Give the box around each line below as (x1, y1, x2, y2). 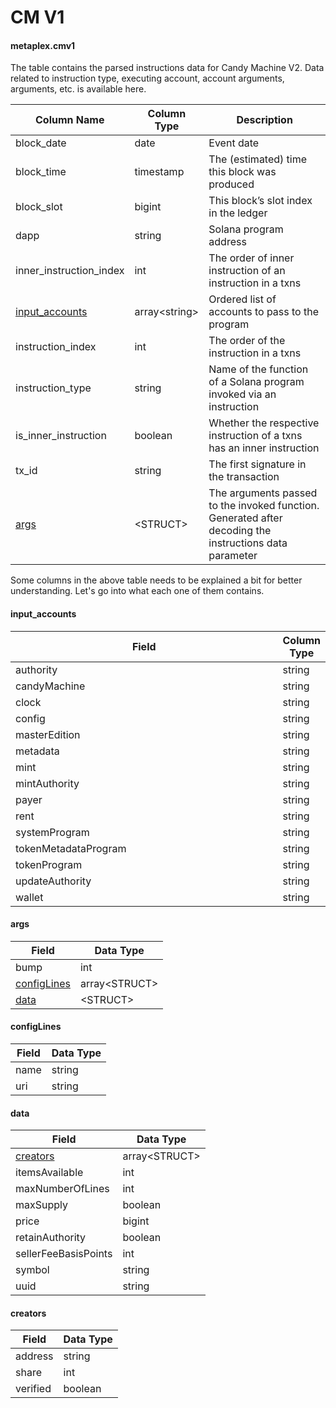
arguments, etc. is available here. (10, 83, 147, 95)
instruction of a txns (208, 429, 303, 443)
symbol (15, 1263, 50, 1277)
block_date (15, 136, 67, 150)
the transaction (208, 470, 280, 484)
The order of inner (208, 251, 295, 265)
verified (15, 1382, 52, 1396)
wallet (15, 890, 44, 904)
